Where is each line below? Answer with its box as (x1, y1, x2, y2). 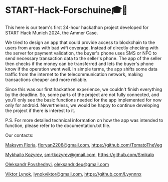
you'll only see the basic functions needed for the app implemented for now (5, 96, 162, 103)
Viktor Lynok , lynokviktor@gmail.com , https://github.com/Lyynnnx (5, 171, 142, 177)
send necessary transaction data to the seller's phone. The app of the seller (5, 55, 162, 61)
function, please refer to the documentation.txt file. (5, 122, 111, 128)
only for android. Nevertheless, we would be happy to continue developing (5, 102, 159, 108)
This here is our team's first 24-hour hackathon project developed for (5, 24, 149, 30)
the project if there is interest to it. (5, 107, 75, 113)
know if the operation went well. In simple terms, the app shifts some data (5, 66, 158, 72)
